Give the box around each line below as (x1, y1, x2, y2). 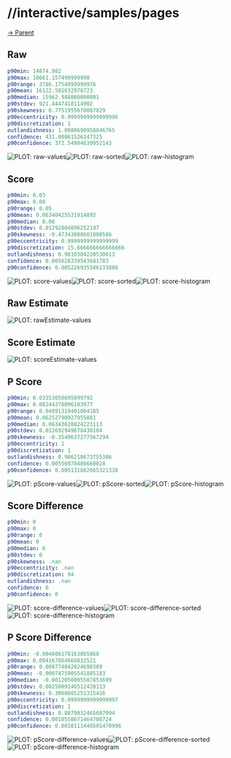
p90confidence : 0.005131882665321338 (7, 466, 119, 474)
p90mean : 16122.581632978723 (7, 87, 93, 95)
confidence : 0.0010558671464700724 (7, 716, 112, 723)
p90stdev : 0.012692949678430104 (7, 427, 102, 434)
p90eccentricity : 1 (7, 440, 65, 448)
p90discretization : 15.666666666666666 (7, 244, 125, 251)
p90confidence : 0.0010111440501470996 (7, 723, 122, 730)
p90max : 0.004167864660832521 (7, 657, 97, 664)
